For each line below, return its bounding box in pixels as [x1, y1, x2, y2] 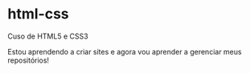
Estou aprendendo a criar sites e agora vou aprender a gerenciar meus [7, 47, 242, 56]
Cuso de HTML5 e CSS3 [7, 31, 89, 41]
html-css [7, 5, 69, 23]
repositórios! [7, 55, 50, 65]
